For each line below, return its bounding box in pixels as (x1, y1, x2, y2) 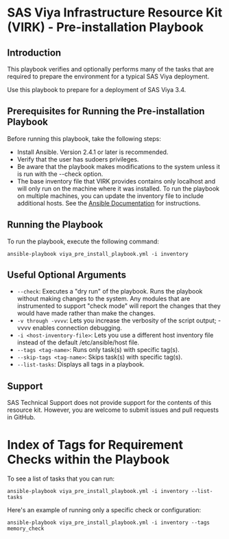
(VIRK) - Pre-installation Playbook (7, 19, 204, 35)
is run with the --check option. (16, 170, 104, 178)
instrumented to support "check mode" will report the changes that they (16, 302, 221, 310)
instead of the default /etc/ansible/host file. (16, 338, 139, 346)
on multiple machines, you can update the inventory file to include (16, 191, 204, 200)
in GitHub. (7, 413, 36, 421)
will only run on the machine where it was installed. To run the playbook (16, 184, 220, 192)
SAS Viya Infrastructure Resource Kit (7, 5, 223, 21)
